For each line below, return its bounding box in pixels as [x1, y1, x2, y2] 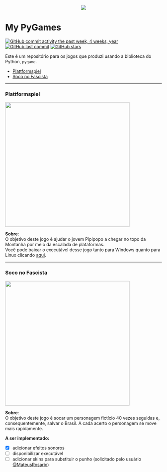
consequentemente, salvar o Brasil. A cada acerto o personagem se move [5, 420, 157, 426]
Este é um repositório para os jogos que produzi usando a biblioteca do [5, 53, 152, 59]
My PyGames [5, 22, 62, 33]
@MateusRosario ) [12, 462, 49, 468]
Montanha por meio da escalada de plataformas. [5, 242, 105, 248]
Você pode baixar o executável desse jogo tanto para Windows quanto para [5, 247, 161, 253]
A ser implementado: [5, 435, 50, 441]
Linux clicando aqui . [5, 252, 46, 258]
